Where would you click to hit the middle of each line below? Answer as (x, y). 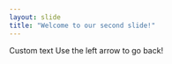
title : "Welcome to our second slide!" (82, 25)
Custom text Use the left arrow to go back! (86, 50)
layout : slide (35, 17)
